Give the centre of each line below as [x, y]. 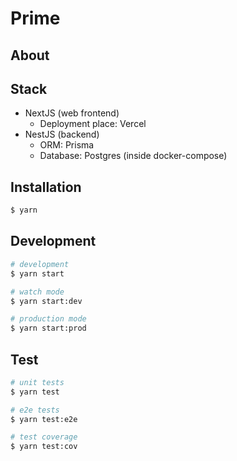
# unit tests [37, 382]
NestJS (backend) [62, 134]
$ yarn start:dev [46, 301]
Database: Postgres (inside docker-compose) [133, 156]
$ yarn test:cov [44, 447]
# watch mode [37, 292]
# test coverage [44, 437]
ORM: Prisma [67, 145]
